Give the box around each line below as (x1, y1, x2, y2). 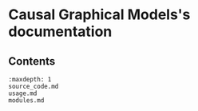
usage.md (8, 89, 38, 97)
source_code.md (8, 82, 59, 90)
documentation (8, 22, 113, 41)
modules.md (8, 97, 45, 105)
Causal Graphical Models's (8, 6, 191, 24)
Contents (8, 54, 56, 68)
